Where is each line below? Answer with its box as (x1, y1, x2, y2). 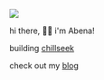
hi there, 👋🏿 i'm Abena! (9, 25, 95, 36)
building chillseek (9, 43, 75, 53)
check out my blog (9, 60, 80, 71)
